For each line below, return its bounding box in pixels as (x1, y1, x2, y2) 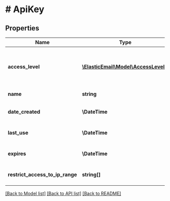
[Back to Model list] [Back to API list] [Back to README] (5, 190, 121, 196)
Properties (5, 24, 39, 32)
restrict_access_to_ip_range (8, 171, 77, 178)
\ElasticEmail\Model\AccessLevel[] (81, 63, 169, 70)
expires (8, 150, 26, 157)
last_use (8, 129, 29, 136)
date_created (8, 108, 40, 115)
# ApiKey (5, 4, 45, 15)
